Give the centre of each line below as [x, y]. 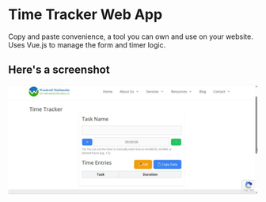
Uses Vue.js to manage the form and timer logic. [87, 44]
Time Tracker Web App [85, 15]
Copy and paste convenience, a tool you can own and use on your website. [131, 36]
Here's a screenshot [59, 70]
